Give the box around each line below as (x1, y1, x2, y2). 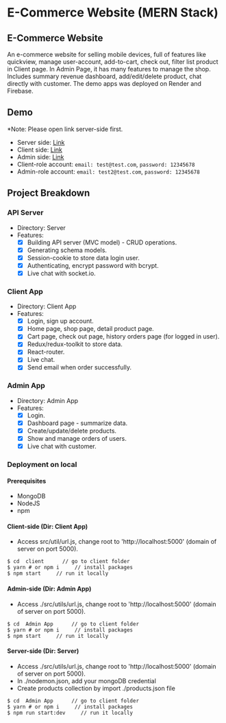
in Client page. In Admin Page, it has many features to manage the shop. (7, 65, 211, 73)
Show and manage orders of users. (27, 435, 127, 443)
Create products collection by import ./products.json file (16, 684, 176, 692)
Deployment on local (7, 460, 77, 470)
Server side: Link (16, 138, 65, 146)
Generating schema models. (27, 246, 108, 254)
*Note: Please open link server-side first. (7, 125, 123, 133)
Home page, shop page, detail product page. (27, 325, 154, 333)
